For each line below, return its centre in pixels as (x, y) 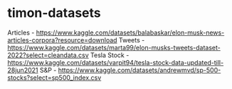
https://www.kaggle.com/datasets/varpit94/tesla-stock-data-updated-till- (116, 62)
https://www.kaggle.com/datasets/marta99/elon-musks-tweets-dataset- (114, 47)
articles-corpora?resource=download (62, 40)
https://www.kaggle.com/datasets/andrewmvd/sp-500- (139, 70)
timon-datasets (54, 13)
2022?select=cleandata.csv (48, 55)
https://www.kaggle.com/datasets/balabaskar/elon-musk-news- (130, 32)
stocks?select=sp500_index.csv (54, 77)
